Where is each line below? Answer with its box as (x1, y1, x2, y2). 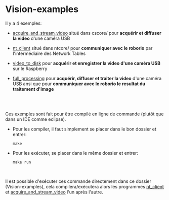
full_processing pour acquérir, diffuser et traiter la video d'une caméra (12, 75, 162, 81)
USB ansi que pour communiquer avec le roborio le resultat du (12, 81, 146, 87)
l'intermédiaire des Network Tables (12, 50, 86, 56)
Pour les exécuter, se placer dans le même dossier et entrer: (12, 150, 138, 156)
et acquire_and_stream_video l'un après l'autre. (5, 189, 104, 195)
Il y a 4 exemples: (5, 20, 42, 26)
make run (12, 160, 31, 165)
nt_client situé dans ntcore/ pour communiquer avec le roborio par (12, 45, 153, 51)
